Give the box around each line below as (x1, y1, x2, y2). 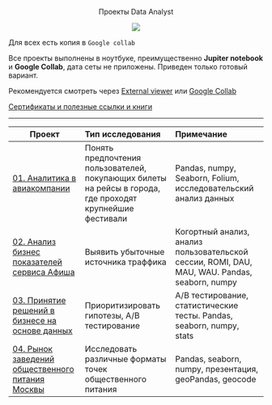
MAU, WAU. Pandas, (175, 267, 253, 277)
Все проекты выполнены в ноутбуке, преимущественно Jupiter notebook (8, 53, 263, 63)
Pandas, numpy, (175, 162, 236, 173)
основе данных (12, 325, 73, 336)
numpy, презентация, (175, 364, 259, 374)
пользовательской (175, 247, 249, 257)
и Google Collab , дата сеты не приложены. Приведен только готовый (8, 62, 249, 71)
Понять (84, 142, 114, 153)
